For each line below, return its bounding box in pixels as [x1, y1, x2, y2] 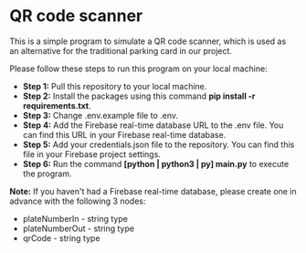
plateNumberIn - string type [22, 213, 128, 224]
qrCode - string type [22, 232, 100, 243]
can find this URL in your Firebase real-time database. [22, 129, 227, 140]
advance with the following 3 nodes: [9, 195, 146, 206]
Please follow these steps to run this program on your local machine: [9, 63, 268, 74]
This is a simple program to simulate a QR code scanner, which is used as [9, 36, 287, 47]
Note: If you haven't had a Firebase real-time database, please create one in [9, 185, 297, 196]
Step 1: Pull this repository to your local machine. [22, 80, 207, 91]
